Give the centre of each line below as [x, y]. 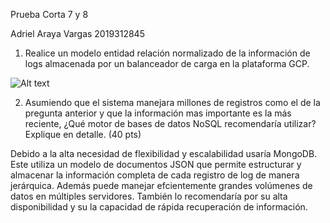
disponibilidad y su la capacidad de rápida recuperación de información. [159, 207]
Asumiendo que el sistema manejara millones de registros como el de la [172, 102]
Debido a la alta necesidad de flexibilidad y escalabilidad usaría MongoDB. [164, 153]
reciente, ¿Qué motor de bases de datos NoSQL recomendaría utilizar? [170, 123]
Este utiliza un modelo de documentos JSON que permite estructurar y [156, 164]
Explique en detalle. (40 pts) [83, 134]
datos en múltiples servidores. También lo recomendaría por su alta [149, 196]
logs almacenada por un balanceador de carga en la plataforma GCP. [167, 63]
